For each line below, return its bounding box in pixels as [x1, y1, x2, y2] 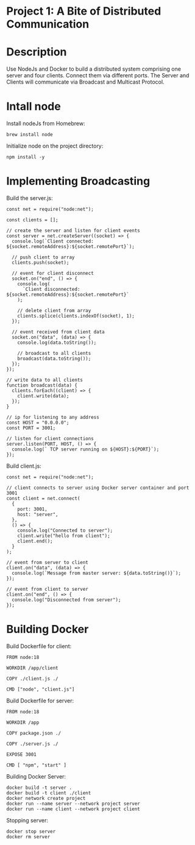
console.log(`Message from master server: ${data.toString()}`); [12, 570, 182, 576]
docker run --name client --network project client [6, 806, 140, 812]
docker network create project [6, 795, 86, 801]
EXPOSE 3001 [6, 751, 37, 757]
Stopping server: [6, 816, 49, 824]
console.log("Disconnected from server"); [12, 597, 121, 603]
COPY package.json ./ [6, 730, 62, 736]
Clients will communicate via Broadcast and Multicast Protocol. [6, 78, 165, 86]
